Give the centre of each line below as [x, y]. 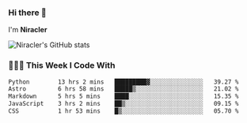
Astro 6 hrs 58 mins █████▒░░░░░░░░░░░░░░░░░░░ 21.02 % [123, 89]
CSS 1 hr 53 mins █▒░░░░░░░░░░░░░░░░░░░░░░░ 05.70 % [123, 111]
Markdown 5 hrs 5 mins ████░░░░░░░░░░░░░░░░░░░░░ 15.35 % [123, 97]
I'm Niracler [28, 30]
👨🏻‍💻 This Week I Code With [62, 65]
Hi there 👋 [28, 13]
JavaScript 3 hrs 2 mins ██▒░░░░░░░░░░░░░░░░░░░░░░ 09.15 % [123, 104]
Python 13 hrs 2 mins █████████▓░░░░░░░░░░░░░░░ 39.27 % [123, 82]
